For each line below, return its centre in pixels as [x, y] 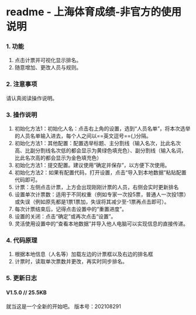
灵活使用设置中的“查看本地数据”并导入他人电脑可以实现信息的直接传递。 [102, 224]
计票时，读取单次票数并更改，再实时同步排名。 [71, 262]
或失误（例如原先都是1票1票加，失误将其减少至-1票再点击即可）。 [92, 202]
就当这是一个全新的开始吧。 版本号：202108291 [63, 306]
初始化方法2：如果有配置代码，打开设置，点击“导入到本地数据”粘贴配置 [100, 173]
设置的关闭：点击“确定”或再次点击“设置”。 [65, 217]
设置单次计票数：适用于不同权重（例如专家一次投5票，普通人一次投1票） [102, 194]
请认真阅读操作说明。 [32, 98]
